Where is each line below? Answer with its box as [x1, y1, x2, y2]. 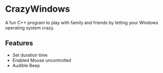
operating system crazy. [5, 24, 54, 30]
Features [5, 39, 33, 48]
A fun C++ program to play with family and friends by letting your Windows [5, 20, 159, 25]
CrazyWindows [5, 3, 70, 15]
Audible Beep [12, 62, 40, 68]
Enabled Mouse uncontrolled [12, 57, 71, 63]
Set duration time [12, 52, 48, 58]
